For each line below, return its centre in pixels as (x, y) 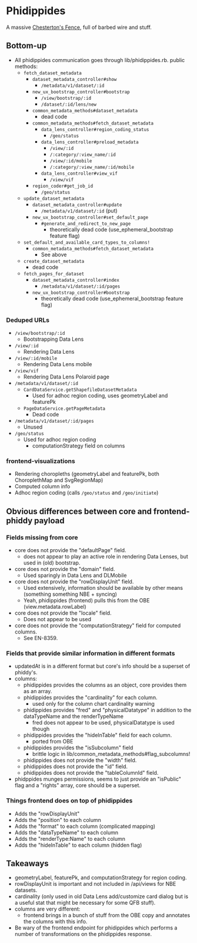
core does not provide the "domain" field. (65, 569)
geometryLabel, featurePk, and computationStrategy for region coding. (101, 877)
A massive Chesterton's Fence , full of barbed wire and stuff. (79, 27)
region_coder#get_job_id (63, 186)
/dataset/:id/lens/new (69, 105)
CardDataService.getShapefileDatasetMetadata (80, 390)
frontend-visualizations (41, 461)
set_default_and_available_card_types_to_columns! (87, 242)
